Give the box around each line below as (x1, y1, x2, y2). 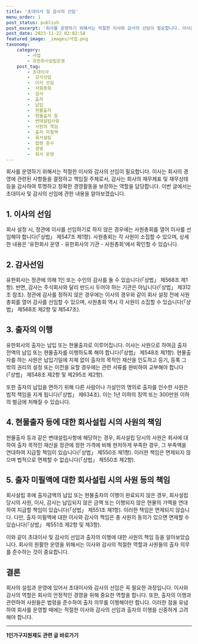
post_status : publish (6, 19, 60, 25)
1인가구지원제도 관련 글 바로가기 (6, 632, 79, 639)
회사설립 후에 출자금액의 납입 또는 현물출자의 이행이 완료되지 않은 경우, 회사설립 (6, 492, 189, 499)
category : (16, 47, 41, 53)
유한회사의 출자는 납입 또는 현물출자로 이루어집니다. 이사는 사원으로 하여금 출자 (6, 341, 187, 349)
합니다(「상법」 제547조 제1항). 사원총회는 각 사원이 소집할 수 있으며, (21, 234, 179, 241)
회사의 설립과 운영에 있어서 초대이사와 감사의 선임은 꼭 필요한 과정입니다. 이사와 (6, 584, 189, 592)
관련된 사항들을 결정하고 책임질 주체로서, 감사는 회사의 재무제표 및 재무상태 (16, 175, 189, 183)
